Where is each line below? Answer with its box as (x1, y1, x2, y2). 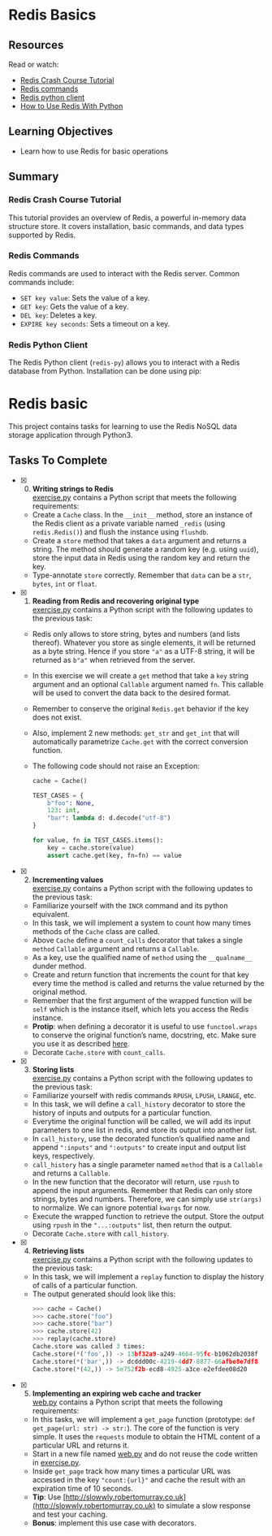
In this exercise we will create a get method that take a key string (32, 670, 249, 680)
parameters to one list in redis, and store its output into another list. (32, 1125, 257, 1135)
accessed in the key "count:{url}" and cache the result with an (32, 1474, 246, 1484)
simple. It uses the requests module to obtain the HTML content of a (32, 1431, 261, 1441)
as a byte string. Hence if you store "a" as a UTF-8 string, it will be (32, 646, 256, 656)
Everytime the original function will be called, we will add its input (32, 1116, 252, 1126)
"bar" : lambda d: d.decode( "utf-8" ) (47, 814, 171, 822)
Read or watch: (8, 59, 59, 69)
